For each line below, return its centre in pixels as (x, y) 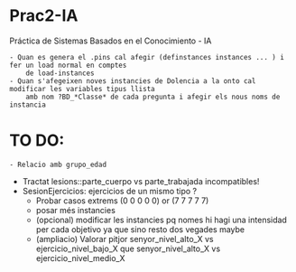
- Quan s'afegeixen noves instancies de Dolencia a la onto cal (133, 81)
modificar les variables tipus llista (82, 89)
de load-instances (60, 73)
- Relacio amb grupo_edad (58, 164)
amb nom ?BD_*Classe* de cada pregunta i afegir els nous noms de (153, 97)
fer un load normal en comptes (68, 65)
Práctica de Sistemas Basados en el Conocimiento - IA (111, 41)
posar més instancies (75, 210)
